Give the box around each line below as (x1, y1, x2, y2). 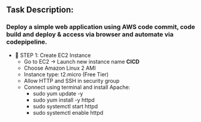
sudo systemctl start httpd (32, 102, 98, 110)
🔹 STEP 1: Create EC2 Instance (14, 51, 91, 59)
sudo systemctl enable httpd (32, 109, 104, 116)
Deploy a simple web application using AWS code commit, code (6, 23, 196, 31)
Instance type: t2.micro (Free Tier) (23, 70, 109, 78)
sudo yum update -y (32, 90, 83, 97)
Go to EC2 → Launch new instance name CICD (23, 58, 140, 65)
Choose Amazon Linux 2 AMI (23, 64, 96, 72)
